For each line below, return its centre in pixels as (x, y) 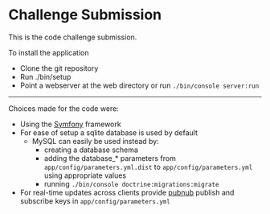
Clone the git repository (59, 68)
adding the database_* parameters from (110, 158)
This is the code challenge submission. (73, 37)
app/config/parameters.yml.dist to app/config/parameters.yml (148, 167)
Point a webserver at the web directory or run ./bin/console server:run (139, 85)
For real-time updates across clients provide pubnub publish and (127, 192)
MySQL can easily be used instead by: (95, 141)
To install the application (49, 52)
